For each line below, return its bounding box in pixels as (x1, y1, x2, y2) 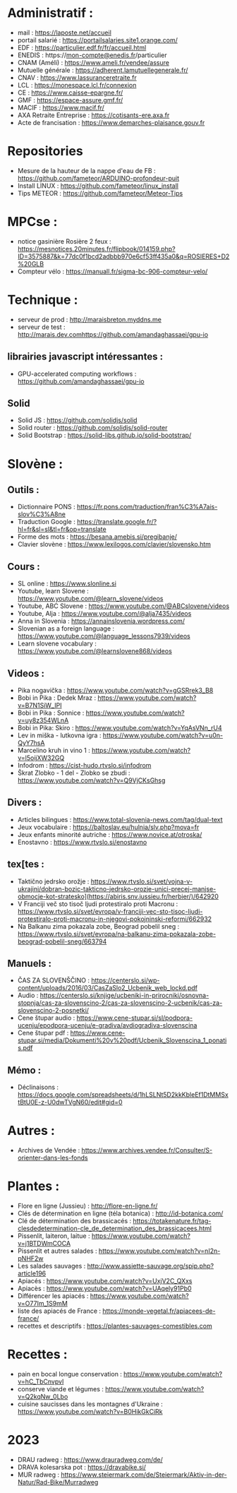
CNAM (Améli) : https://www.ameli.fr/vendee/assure (17, 58, 169, 66)
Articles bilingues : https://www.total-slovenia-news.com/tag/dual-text (17, 815, 224, 823)
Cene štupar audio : (17, 1013, 75, 1022)
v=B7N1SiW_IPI (17, 701, 62, 709)
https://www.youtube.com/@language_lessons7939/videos (17, 632, 190, 641)
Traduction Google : (17, 518, 75, 526)
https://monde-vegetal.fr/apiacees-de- (102, 1307, 216, 1315)
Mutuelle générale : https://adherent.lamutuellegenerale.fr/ (17, 66, 188, 74)
